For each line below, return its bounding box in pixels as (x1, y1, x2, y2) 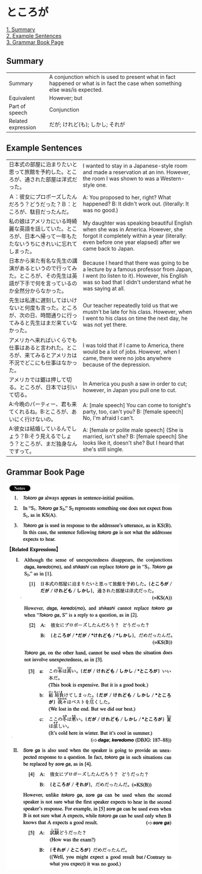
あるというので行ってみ (19, 264, 78, 272)
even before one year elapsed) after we (82, 239, 180, 246)
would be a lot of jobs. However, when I (82, 348, 180, 355)
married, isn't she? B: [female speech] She (82, 433, 188, 440)
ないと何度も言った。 (8, 304, 62, 311)
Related (8, 117, 28, 125)
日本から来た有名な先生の (8, 257, 72, 264)
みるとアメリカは (35, 351, 78, 358)
